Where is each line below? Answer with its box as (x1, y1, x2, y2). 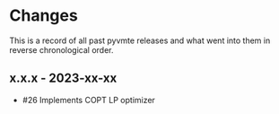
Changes (9, 5, 78, 26)
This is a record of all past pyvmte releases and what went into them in (9, 35, 271, 46)
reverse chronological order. (9, 44, 114, 55)
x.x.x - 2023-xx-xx (9, 71, 118, 86)
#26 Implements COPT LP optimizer (22, 94, 155, 105)
